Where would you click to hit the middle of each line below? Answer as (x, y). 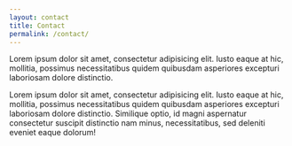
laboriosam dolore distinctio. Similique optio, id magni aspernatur (128, 114)
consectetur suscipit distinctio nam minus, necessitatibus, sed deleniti (138, 123)
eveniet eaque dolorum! (52, 133)
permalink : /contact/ (49, 34)
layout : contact (39, 17)
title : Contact (37, 26)
